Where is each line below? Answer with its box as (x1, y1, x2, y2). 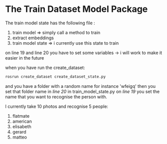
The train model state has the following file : (5, 20, 96, 26)
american (12, 118, 32, 124)
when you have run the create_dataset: (5, 65, 85, 71)
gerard (12, 129, 26, 135)
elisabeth (12, 123, 31, 130)
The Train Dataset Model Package (5, 3, 148, 15)
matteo (12, 134, 27, 140)
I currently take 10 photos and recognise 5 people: (5, 103, 109, 109)
